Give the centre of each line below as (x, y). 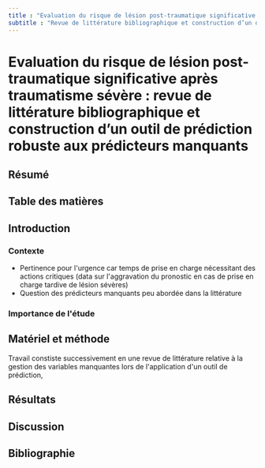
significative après (156, 79)
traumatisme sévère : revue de (110, 95)
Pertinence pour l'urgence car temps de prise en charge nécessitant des (138, 268)
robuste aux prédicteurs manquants (128, 146)
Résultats (32, 400)
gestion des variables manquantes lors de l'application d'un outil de (118, 366)
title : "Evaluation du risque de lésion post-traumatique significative (132, 15)
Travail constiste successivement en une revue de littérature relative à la (125, 358)
